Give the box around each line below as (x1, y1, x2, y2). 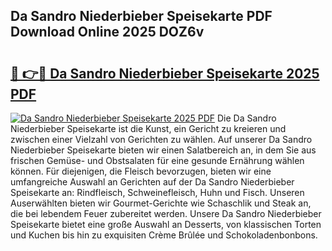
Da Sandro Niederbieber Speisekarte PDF (10, 8, 273, 25)
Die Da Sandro (217, 112, 277, 124)
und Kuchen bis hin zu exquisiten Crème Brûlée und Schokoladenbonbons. (10, 229, 318, 241)
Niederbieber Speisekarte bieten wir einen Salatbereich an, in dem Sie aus (10, 144, 317, 156)
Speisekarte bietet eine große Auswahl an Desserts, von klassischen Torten (10, 219, 322, 230)
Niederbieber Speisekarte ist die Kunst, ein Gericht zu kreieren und (10, 123, 287, 134)
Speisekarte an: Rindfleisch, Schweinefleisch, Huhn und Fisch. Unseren (10, 187, 305, 198)
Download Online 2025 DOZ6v (10, 24, 205, 41)
